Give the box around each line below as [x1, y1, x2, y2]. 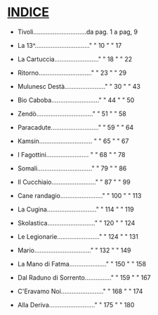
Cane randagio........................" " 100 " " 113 [17, 191, 142, 199]
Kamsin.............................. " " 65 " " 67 [17, 137, 129, 145]
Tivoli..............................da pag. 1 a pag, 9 [17, 27, 138, 36]
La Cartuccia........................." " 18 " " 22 [17, 54, 133, 63]
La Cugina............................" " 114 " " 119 [17, 205, 135, 214]
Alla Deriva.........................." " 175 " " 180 [17, 300, 135, 309]
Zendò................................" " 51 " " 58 [17, 109, 126, 118]
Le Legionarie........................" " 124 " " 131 [17, 232, 138, 240]
